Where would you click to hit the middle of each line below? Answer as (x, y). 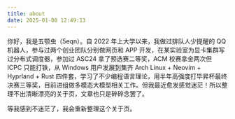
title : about (26, 14)
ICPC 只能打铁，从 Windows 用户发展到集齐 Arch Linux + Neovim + (104, 67)
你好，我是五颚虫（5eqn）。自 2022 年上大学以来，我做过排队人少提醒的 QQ (116, 41)
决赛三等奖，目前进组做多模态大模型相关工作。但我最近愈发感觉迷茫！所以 (114, 85)
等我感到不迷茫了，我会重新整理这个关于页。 (72, 108)
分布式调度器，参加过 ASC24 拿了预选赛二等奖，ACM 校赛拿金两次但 (113, 58)
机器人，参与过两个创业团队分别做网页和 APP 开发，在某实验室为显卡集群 (113, 50)
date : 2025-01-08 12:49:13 (47, 20)
